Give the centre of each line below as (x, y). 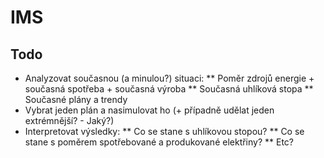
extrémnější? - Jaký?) (69, 120)
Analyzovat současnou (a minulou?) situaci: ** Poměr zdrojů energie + (169, 78)
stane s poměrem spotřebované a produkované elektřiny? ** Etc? (159, 142)
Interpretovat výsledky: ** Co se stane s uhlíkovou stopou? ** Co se (164, 131)
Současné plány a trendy (76, 99)
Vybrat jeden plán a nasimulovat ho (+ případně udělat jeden (149, 110)
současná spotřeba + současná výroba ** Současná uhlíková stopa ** (169, 89)
